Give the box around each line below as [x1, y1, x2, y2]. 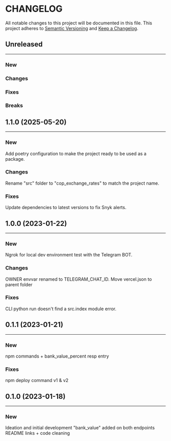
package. [5, 156, 25, 162]
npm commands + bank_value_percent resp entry [5, 353, 109, 359]
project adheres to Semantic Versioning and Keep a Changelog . [5, 25, 138, 31]
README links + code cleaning [5, 430, 70, 436]
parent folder [5, 281, 33, 287]
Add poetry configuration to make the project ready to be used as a [5, 151, 147, 157]
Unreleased [5, 40, 43, 49]
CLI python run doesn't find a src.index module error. [5, 306, 117, 312]
